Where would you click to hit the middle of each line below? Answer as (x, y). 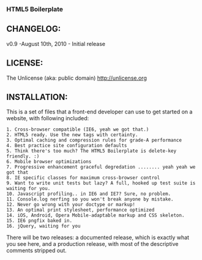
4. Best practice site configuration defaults (67, 146)
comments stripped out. (36, 251)
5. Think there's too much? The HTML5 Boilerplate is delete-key (91, 151)
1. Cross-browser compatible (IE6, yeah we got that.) (78, 130)
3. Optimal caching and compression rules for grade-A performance (94, 140)
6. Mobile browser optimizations (49, 162)
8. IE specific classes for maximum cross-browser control (83, 178)
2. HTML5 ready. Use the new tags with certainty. (72, 135)
